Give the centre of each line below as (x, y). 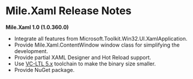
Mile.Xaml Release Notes (69, 11)
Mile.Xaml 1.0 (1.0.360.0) (37, 27)
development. (31, 51)
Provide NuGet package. (44, 70)
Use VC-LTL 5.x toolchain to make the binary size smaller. (85, 64)
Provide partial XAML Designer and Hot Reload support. (83, 57)
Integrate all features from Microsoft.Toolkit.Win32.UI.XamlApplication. (101, 38)
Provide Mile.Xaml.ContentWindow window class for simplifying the (97, 45)
